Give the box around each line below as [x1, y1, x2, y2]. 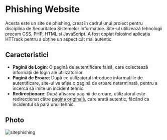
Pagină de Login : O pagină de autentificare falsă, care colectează [12, 64, 148, 70]
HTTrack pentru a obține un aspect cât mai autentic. [5, 36, 113, 42]
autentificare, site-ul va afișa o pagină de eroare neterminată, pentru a [12, 80, 158, 86]
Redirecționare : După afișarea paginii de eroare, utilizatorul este [12, 90, 145, 96]
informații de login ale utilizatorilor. [12, 69, 84, 75]
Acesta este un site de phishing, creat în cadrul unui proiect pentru [5, 20, 143, 26]
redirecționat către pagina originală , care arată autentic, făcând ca [12, 96, 149, 102]
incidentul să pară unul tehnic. [12, 101, 75, 107]
